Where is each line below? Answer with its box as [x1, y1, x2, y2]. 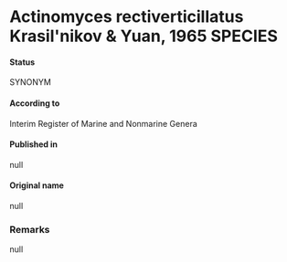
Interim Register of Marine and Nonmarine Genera [9, 118, 198, 129]
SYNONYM [9, 77, 52, 88]
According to [9, 98, 60, 109]
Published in [9, 139, 58, 150]
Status [9, 57, 36, 68]
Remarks [9, 223, 50, 236]
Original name [9, 180, 64, 191]
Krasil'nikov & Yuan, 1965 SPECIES [9, 26, 279, 47]
